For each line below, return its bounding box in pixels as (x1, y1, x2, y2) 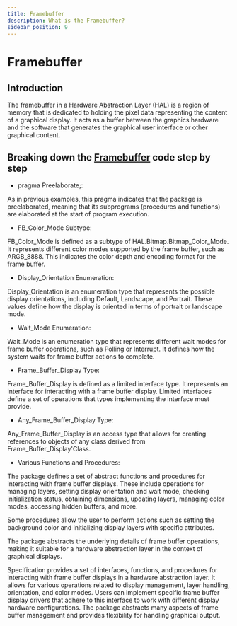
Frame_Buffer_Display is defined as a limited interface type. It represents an (7, 380, 229, 388)
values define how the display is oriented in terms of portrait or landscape (7, 302, 223, 311)
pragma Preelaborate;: (17, 181, 83, 190)
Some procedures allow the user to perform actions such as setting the (7, 516, 215, 524)
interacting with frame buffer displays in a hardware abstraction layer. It (7, 574, 216, 582)
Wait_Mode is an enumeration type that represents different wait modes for (7, 337, 226, 346)
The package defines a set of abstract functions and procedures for (7, 472, 206, 481)
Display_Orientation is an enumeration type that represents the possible (7, 287, 216, 296)
